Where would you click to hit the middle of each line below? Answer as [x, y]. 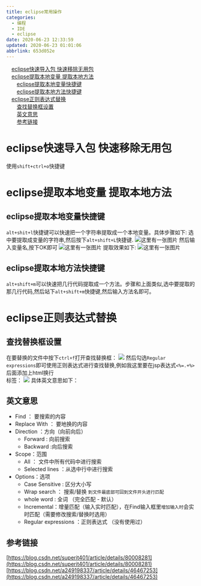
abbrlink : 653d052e [31, 51]
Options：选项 [33, 477]
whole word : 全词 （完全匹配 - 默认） [70, 499]
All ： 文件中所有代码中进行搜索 [63, 462]
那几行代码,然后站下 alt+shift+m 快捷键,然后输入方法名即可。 [80, 291]
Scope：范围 [31, 454]
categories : [21, 17]
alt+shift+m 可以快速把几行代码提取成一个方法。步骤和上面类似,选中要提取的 [100, 284]
